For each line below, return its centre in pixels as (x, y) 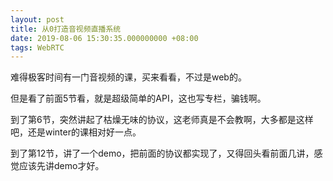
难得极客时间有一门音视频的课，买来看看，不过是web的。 (128, 77)
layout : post (37, 19)
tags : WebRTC (37, 47)
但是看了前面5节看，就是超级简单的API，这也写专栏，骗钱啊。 (138, 98)
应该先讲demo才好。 (61, 166)
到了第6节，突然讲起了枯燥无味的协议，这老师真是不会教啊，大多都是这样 (162, 120)
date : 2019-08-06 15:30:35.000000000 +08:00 (104, 38)
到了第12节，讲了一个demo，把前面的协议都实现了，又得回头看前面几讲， (162, 153)
